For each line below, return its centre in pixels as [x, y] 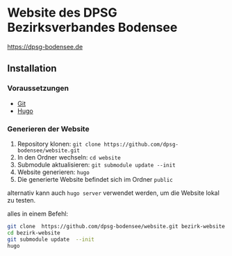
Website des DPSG [62, 13]
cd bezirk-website [34, 233]
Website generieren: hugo [53, 172]
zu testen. [22, 200]
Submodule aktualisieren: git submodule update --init [96, 164]
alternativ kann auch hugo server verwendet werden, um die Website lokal [114, 193]
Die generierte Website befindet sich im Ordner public [95, 179]
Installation [32, 68]
